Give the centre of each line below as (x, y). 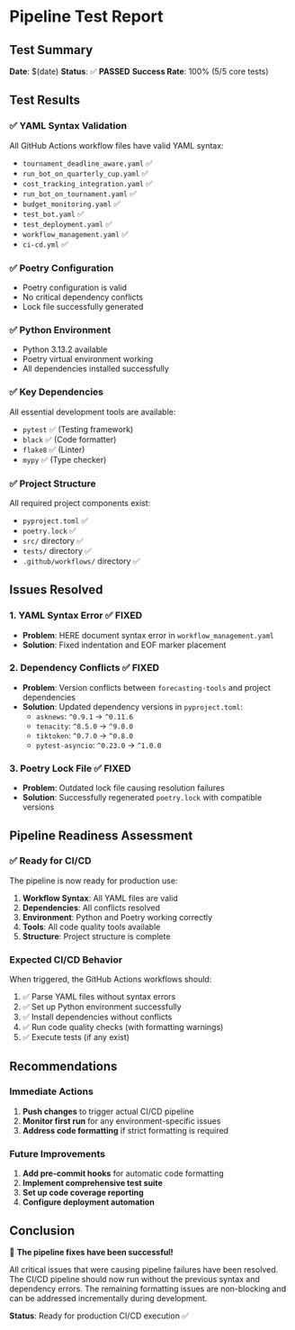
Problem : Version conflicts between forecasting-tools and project (147, 687)
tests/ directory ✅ (57, 550)
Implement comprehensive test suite (93, 1183)
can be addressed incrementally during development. (108, 1298)
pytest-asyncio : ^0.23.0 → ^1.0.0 (98, 745)
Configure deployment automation (88, 1202)
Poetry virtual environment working (88, 359)
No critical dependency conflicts (83, 297)
